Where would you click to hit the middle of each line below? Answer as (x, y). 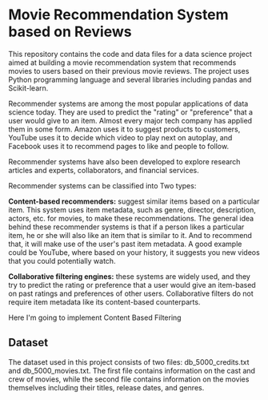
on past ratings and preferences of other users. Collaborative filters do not (131, 293)
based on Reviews (70, 32)
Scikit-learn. (28, 88)
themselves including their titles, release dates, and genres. (106, 387)
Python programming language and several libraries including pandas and (130, 79)
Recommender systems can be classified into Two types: (102, 185)
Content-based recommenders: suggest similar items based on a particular (134, 201)
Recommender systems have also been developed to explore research (124, 161)
